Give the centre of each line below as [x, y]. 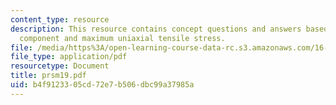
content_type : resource [60, 19]
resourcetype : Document [60, 66]
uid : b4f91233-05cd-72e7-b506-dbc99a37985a [102, 85]
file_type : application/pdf [69, 57]
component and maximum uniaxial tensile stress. [122, 38]
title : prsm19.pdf [48, 76]
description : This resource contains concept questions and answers [156, 29]
